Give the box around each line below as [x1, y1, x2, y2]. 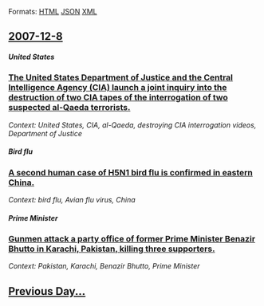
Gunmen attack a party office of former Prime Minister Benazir [8, 233, 256, 245]
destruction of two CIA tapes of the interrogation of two [8, 92, 229, 103]
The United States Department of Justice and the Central [8, 72, 234, 83]
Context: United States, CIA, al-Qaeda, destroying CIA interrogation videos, [8, 120, 257, 130]
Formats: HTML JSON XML [8, 7, 97, 16]
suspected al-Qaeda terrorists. [8, 102, 131, 113]
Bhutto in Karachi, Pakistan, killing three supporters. [8, 243, 215, 254]
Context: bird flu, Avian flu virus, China [8, 195, 136, 205]
